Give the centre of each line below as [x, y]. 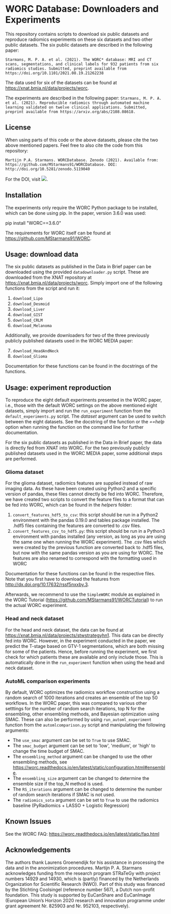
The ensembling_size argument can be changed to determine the [81, 778]
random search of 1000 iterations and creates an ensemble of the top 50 [82, 698]
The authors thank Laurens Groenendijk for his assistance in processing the [85, 862]
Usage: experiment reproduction [58, 388]
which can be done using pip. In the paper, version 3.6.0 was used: [76, 213]
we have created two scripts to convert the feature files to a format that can [85, 499]
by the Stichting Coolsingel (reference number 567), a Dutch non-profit [80, 889]
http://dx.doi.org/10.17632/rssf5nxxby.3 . [47, 584]
